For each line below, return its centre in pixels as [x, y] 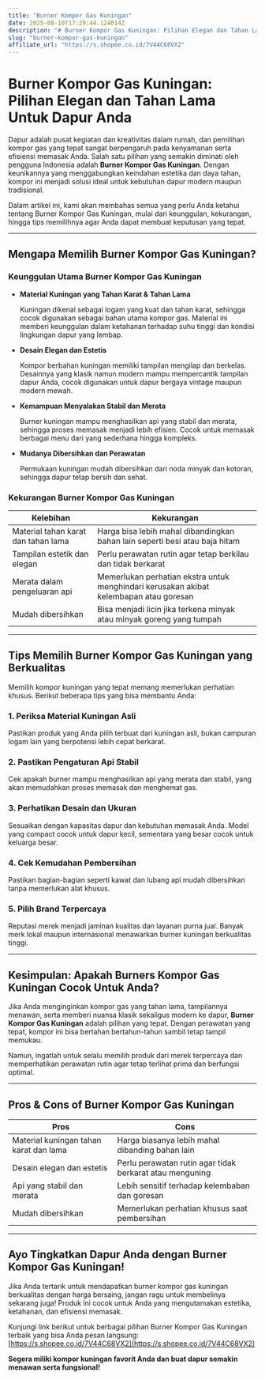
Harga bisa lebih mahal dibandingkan [166, 531]
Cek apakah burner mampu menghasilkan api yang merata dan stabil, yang [130, 779]
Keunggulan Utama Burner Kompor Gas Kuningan [105, 277]
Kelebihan [51, 518]
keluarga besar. [33, 842]
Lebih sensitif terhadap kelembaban [184, 1185]
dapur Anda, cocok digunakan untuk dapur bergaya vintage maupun [131, 382]
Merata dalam [38, 582]
